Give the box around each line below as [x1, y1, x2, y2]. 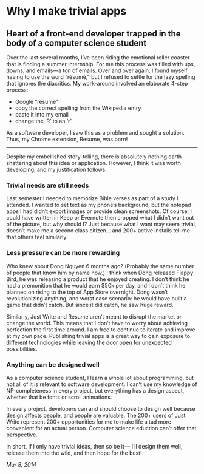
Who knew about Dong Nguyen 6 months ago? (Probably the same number [6, 262, 194, 269]
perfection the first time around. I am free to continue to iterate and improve [6, 326, 195, 333]
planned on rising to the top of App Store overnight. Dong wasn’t [6, 288, 168, 296]
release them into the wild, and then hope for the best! [6, 449, 142, 456]
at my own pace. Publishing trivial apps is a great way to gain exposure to [6, 332, 190, 339]
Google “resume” [15, 98, 59, 105]
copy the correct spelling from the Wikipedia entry [15, 104, 141, 112]
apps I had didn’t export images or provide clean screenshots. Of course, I [6, 208, 192, 215]
